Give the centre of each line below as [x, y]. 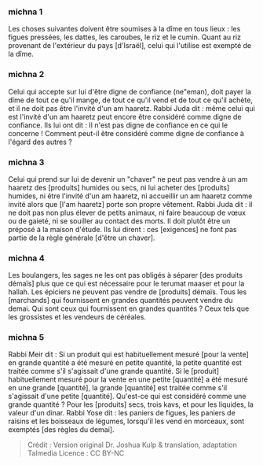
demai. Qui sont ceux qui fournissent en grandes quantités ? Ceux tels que [129, 308]
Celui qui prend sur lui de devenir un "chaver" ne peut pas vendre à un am [128, 179]
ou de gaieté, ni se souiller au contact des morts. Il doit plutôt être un [119, 221]
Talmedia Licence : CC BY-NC [76, 453]
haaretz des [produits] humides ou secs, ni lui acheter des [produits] [119, 187]
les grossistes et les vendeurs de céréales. [77, 317]
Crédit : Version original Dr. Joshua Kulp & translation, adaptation [132, 445]
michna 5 [26, 338]
